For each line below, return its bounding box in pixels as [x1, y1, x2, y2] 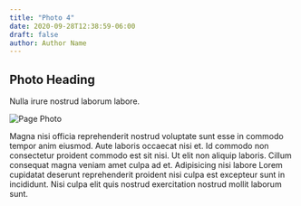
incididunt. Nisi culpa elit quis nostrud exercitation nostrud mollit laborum [9, 179, 283, 190]
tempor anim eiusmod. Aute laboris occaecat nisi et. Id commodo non [9, 141, 269, 152]
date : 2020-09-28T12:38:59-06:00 [9, 22, 136, 31]
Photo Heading [9, 71, 95, 87]
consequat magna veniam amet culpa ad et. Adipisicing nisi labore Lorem [9, 160, 283, 171]
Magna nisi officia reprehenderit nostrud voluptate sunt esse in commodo [9, 131, 284, 142]
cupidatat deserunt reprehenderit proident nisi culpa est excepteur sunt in [9, 169, 286, 181]
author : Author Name [9, 38, 88, 48]
